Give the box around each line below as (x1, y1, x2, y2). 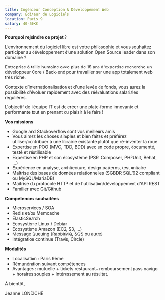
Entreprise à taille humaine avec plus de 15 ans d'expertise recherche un (5, 64, 152, 70)
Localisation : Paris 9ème (12, 256, 64, 262)
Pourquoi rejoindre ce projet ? (5, 34, 67, 40)
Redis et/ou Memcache (12, 210, 60, 216)
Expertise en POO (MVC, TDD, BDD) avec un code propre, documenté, (12, 144, 156, 150)
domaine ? (5, 55, 27, 61)
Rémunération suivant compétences (12, 261, 86, 267)
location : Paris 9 (5, 16, 43, 21)
